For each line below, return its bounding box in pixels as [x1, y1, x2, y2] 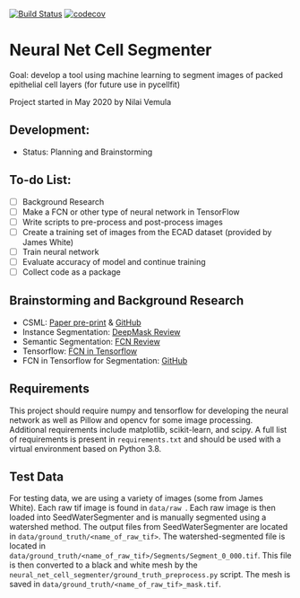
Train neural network [21, 246, 99, 257]
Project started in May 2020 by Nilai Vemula [9, 96, 172, 107]
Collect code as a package [21, 266, 121, 277]
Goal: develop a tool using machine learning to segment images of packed [9, 69, 284, 80]
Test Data [9, 470, 64, 485]
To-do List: [9, 172, 72, 188]
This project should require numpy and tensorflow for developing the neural [9, 405, 289, 416]
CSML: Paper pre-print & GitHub [21, 317, 141, 328]
